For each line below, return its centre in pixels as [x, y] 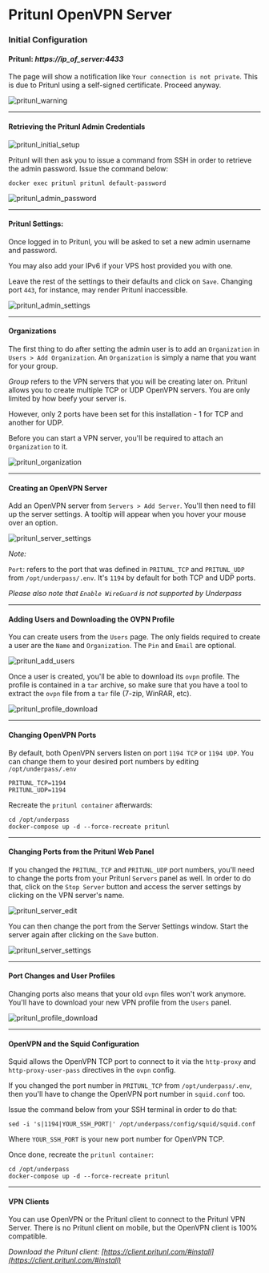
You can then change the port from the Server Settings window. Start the [128, 926]
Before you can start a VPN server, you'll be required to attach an [116, 437]
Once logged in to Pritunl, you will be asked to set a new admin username [129, 241]
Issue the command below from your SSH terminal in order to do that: [123, 1110]
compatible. [28, 1236]
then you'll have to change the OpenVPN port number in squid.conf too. [127, 1094]
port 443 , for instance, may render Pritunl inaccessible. [98, 289]
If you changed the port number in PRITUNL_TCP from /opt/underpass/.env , [130, 1086]
